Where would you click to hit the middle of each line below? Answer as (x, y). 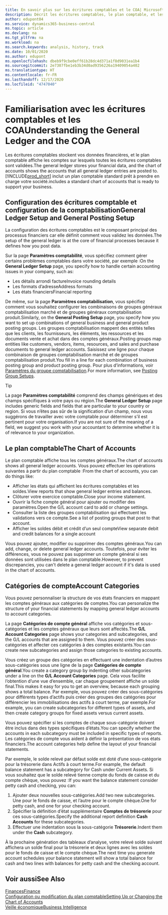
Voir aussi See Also (35, 879)
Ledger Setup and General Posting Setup (70, 218)
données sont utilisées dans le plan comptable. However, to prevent (74, 560)
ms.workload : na (22, 43)
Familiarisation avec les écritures (75, 109)
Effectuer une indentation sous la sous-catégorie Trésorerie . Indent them (87, 827)
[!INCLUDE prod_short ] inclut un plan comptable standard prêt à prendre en (82, 176)
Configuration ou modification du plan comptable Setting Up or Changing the (84, 896)
